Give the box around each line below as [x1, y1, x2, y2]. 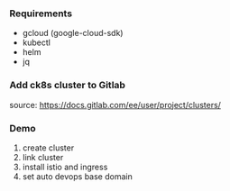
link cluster [22, 151, 64, 162]
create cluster [22, 142, 75, 153]
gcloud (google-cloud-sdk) [22, 28, 124, 39]
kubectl [22, 37, 51, 48]
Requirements [9, 7, 73, 20]
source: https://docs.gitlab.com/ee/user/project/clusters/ [9, 99, 221, 110]
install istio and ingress [22, 161, 108, 172]
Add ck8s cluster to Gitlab [9, 79, 126, 92]
